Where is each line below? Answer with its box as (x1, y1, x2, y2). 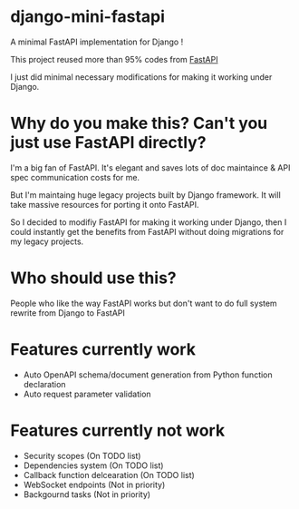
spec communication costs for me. (10, 171, 140, 182)
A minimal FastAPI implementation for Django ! (10, 36, 184, 47)
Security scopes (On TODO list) (23, 450, 141, 461)
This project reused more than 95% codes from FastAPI (10, 54, 218, 64)
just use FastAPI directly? (10, 132, 207, 153)
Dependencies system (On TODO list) (23, 460, 164, 471)
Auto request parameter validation (23, 388, 152, 399)
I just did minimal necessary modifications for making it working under (10, 71, 273, 83)
